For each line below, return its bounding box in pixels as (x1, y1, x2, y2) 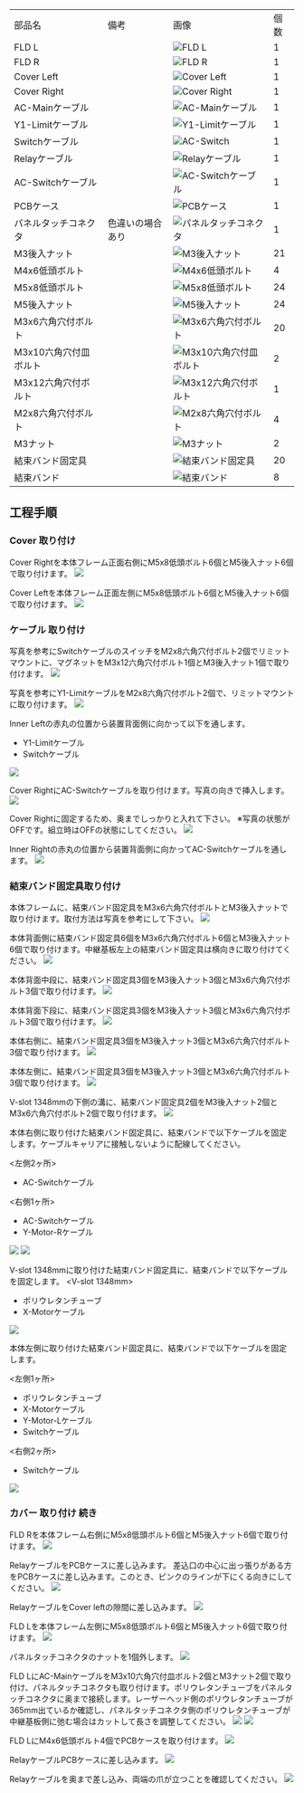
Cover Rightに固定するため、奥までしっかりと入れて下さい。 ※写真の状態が (9, 813, 290, 824)
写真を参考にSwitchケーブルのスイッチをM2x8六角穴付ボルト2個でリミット (9, 645, 290, 656)
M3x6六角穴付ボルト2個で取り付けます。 (9, 1108, 162, 1119)
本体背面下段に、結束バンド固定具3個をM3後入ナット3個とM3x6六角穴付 (9, 1005, 283, 1016)
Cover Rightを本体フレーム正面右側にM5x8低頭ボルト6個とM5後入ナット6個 (9, 557, 294, 567)
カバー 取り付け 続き (9, 1507, 98, 1520)
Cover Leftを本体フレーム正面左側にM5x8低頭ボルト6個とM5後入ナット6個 (9, 587, 290, 598)
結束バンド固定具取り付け (9, 880, 122, 892)
